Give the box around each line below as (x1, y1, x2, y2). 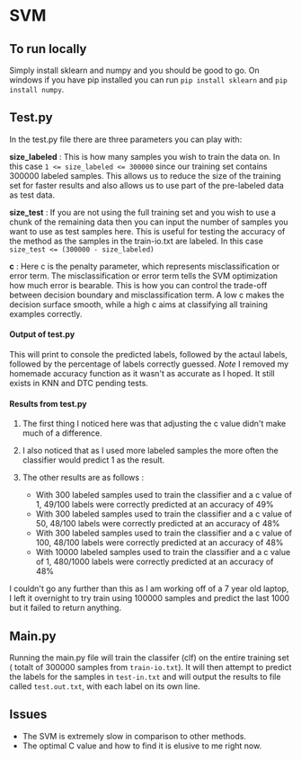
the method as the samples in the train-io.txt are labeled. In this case (9, 235, 263, 246)
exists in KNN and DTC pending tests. (9, 378, 148, 389)
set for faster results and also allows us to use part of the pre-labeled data (9, 180, 285, 190)
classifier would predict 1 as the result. (22, 455, 165, 465)
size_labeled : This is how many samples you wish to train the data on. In (9, 151, 280, 162)
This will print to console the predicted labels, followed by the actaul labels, (9, 349, 288, 360)
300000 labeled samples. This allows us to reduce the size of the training (9, 170, 281, 181)
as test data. (9, 190, 56, 200)
